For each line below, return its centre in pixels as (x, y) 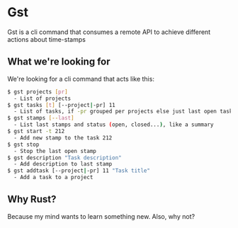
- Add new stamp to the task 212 (63, 138)
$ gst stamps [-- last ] (41, 118)
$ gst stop (23, 144)
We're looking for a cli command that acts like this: (81, 79)
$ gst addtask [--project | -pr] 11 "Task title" (79, 171)
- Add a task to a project (53, 178)
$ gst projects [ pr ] (38, 92)
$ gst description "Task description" (64, 158)
